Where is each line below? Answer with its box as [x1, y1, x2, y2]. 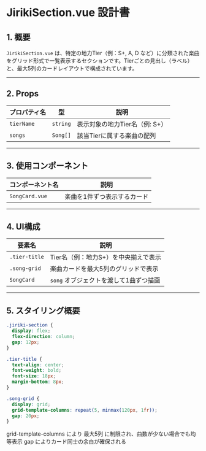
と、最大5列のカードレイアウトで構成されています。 [6, 65, 138, 72]
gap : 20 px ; [12, 412, 40, 419]
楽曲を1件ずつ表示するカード [64, 192, 149, 201]
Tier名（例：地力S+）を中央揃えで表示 [50, 253, 161, 261]
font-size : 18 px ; [12, 373, 56, 379]
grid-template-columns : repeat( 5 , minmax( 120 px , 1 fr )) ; [12, 407, 158, 413]
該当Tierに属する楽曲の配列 [77, 131, 156, 140]
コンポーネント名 [9, 180, 59, 189]
